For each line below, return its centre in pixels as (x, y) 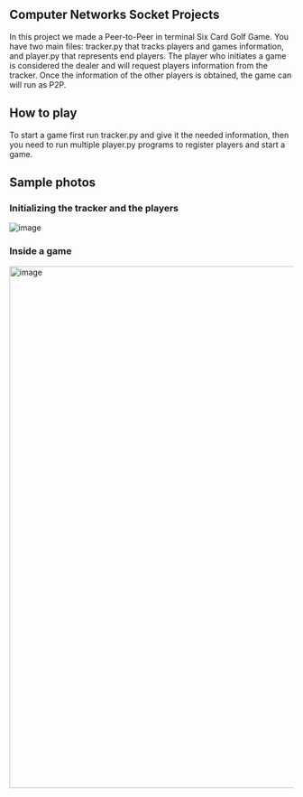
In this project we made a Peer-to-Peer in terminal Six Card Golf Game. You (149, 36)
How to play (43, 113)
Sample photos (53, 183)
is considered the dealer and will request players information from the (139, 65)
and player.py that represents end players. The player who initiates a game (148, 56)
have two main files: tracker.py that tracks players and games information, (147, 46)
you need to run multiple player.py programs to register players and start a (147, 145)
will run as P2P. (38, 84)
